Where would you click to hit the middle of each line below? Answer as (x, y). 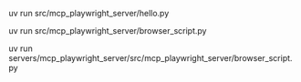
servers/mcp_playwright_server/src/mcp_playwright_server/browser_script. (150, 58)
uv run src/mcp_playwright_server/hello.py (89, 13)
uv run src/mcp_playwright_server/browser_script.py (108, 31)
